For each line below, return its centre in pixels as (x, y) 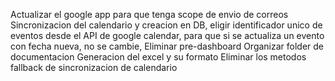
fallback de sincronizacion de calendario (94, 67)
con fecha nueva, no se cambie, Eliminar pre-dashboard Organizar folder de (167, 46)
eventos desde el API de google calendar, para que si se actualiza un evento (167, 35)
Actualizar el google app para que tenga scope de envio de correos (149, 14)
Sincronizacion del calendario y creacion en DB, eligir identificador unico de (166, 25)
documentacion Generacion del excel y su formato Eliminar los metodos (158, 57)
